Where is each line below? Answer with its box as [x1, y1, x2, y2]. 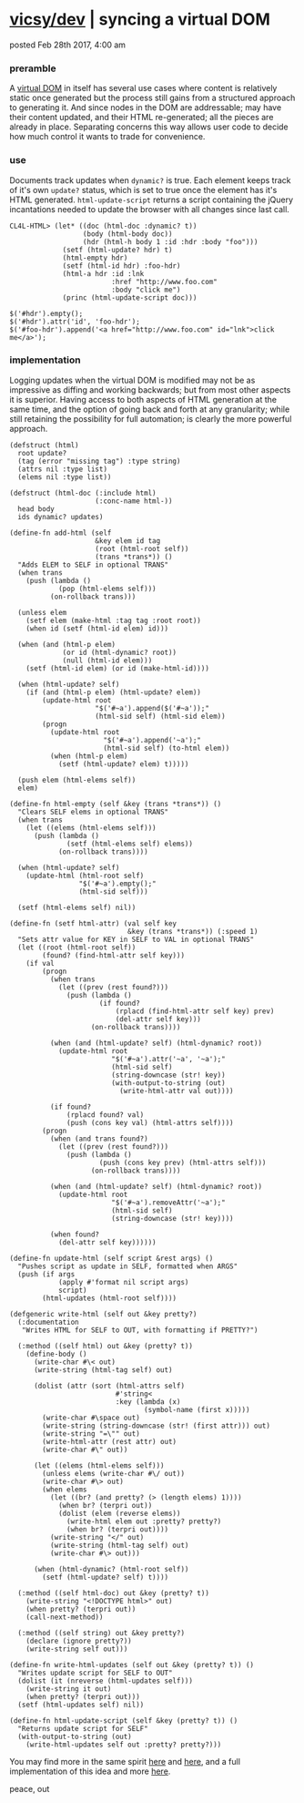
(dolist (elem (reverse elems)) [57, 1509, 181, 1518]
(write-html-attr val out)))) [119, 1086, 234, 1095]
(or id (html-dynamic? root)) [62, 648, 177, 657]
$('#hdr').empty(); [9, 309, 84, 318]
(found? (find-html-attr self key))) [42, 950, 185, 960]
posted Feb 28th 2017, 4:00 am [9, 39, 126, 50]
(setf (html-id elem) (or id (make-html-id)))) [25, 663, 209, 673]
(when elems [42, 1485, 88, 1494]
